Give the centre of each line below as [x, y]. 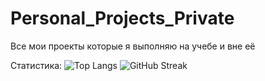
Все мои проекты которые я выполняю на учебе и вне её [133, 46]
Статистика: [36, 65]
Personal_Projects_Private [122, 18]
